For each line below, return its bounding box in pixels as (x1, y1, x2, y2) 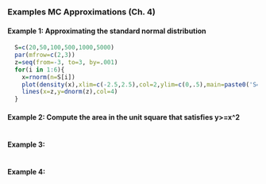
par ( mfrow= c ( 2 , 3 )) (14, 51, 76, 59)
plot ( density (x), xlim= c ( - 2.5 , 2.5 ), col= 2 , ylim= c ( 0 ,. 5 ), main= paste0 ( (21, 80, 250, 89)
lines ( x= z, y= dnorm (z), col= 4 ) (21, 88, 118, 96)
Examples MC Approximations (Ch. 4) (7, 6, 156, 17)
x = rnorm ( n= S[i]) (21, 73, 76, 81)
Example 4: (7, 167, 45, 177)
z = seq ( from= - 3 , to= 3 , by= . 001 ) (14, 58, 118, 66)
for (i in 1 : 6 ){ (14, 66, 65, 74)
